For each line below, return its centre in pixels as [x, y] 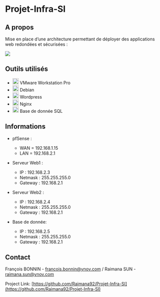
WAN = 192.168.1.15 [39, 148]
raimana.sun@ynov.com [30, 274]
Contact [18, 257]
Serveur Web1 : [28, 163]
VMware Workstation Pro [45, 83]
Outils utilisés [27, 69]
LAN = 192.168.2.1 [37, 153]
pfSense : [22, 138]
